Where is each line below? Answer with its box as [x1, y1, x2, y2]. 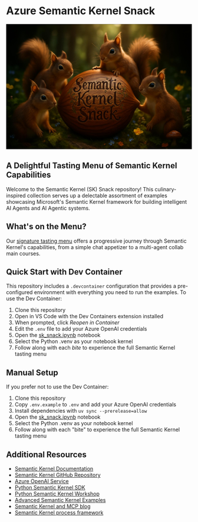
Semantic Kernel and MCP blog [14, 503, 91, 510]
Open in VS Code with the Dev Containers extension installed [14, 313, 164, 320]
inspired [6, 192, 26, 199]
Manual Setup [6, 367, 59, 377]
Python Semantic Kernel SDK [14, 484, 85, 491]
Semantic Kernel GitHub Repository [14, 471, 101, 479]
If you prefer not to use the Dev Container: [6, 383, 109, 390]
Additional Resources [6, 449, 87, 459]
